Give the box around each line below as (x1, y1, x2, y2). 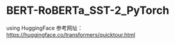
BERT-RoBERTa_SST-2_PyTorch (6, 4, 170, 17)
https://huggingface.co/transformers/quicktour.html (6, 31, 136, 38)
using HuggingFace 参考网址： (6, 24, 83, 31)
